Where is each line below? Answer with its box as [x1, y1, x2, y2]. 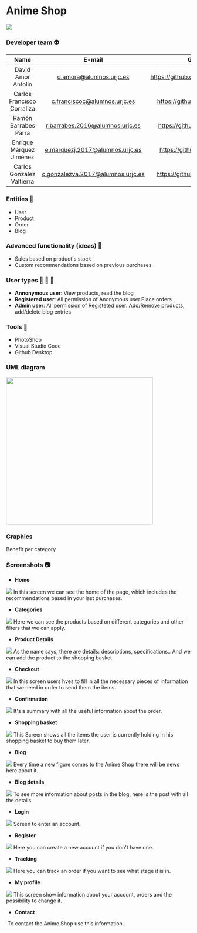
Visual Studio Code [14, 342, 62, 349]
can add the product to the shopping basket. [6, 654, 114, 661]
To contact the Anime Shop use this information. [7, 920, 124, 927]
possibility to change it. [6, 897, 63, 904]
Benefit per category [6, 546, 56, 553]
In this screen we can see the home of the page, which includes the [13, 588, 177, 595]
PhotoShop [14, 336, 42, 344]
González [9, 170, 36, 178]
